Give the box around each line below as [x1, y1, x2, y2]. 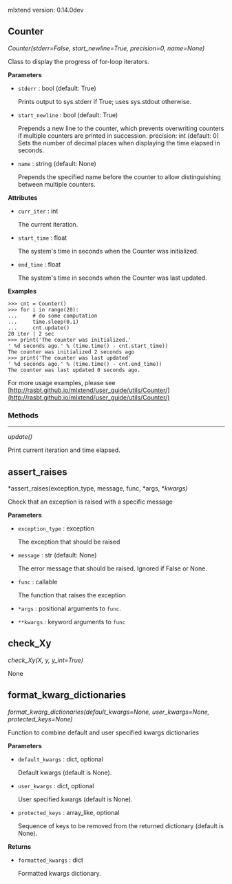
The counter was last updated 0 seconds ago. [8, 367, 140, 373]
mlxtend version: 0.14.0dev [8, 6, 84, 14]
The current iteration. [17, 220, 78, 228]
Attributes [8, 193, 38, 202]
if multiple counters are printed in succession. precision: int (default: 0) [17, 131, 220, 140]
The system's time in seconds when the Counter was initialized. [17, 247, 199, 255]
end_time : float [17, 260, 61, 268]
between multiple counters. [17, 180, 96, 188]
